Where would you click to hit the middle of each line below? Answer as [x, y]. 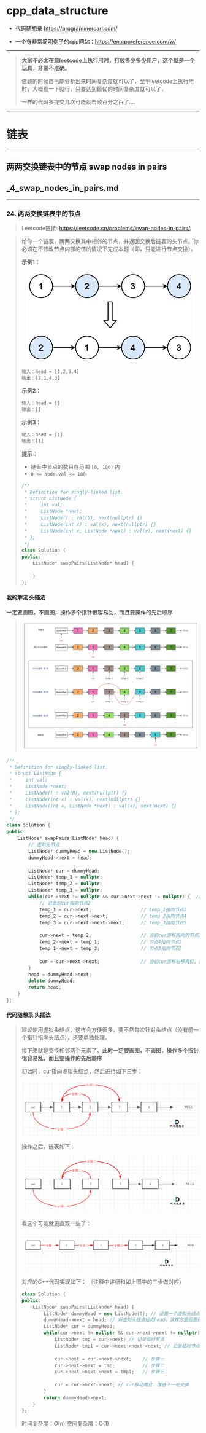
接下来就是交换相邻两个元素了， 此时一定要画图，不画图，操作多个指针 [110, 1051]
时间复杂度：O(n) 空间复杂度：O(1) [65, 1423]
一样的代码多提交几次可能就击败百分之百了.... [78, 101]
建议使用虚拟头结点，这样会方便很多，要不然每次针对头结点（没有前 [107, 1030]
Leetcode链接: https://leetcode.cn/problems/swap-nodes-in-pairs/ [106, 229]
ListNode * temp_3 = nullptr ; [66, 890]
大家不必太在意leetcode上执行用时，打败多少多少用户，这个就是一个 [108, 60]
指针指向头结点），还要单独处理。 [68, 1038]
